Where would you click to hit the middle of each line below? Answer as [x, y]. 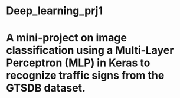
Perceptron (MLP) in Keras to [78, 63]
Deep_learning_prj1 [55, 11]
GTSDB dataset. [46, 88]
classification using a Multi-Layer [90, 50]
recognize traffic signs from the [85, 76]
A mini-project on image [66, 38]
